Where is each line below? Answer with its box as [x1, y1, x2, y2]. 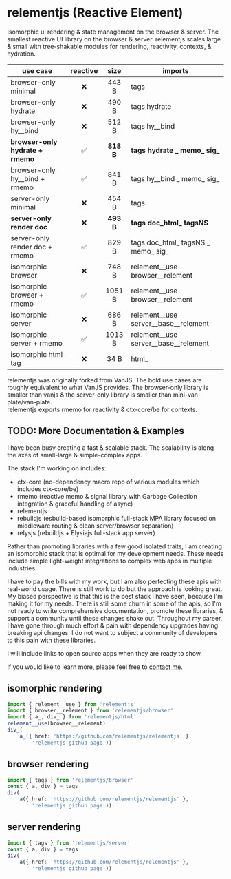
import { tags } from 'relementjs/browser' [7, 776, 134, 783]
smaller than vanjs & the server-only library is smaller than [7, 391, 172, 399]
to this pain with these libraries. [7, 636, 96, 644]
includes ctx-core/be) [16, 484, 79, 493]
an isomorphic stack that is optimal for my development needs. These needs [7, 549, 224, 557]
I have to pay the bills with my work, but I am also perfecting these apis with [7, 577, 222, 586]
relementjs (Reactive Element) [7, 5, 184, 21]
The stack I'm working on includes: [7, 464, 107, 473]
